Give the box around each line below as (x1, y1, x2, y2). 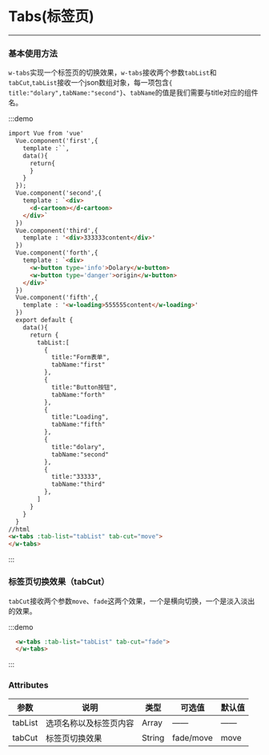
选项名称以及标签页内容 (45, 717, 134, 728)
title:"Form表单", (50, 353, 110, 361)
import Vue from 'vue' (8, 129, 84, 137)
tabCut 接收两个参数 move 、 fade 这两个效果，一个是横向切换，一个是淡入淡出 (8, 596, 255, 606)
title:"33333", (50, 473, 102, 481)
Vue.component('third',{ (15, 226, 98, 235)
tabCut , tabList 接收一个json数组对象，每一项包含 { (8, 78, 173, 88)
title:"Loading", (50, 413, 110, 422)
